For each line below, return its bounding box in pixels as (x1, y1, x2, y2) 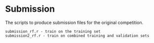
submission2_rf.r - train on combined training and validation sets (5, 33, 150, 38)
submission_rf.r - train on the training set (5, 29, 101, 34)
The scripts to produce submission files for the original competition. (5, 20, 144, 25)
